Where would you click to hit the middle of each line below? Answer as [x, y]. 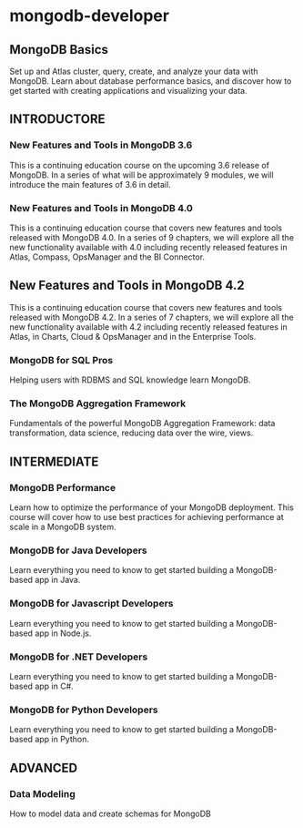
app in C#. [55, 686]
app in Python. [62, 740]
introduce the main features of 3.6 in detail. [90, 184]
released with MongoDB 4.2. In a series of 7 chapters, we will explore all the [151, 317]
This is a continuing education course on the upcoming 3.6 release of [140, 165]
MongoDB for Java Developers [78, 550]
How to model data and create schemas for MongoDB [110, 813]
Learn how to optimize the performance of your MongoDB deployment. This [151, 507]
